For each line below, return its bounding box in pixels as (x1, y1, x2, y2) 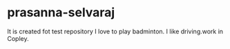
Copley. (7, 34, 29, 42)
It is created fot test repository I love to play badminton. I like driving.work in (7, 27, 223, 35)
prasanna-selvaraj (7, 5, 115, 20)
